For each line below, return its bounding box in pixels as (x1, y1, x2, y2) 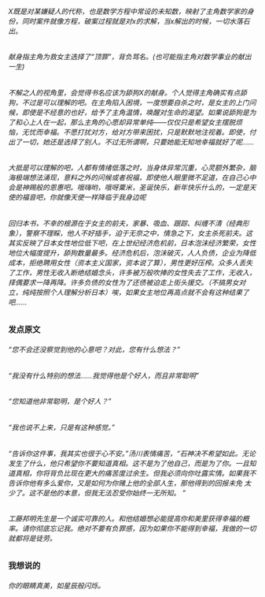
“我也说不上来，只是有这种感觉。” (8, 423, 116, 432)
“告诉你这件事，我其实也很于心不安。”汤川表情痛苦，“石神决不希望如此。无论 (8, 449, 256, 458)
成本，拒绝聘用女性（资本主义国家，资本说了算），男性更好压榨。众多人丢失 (8, 258, 253, 267)
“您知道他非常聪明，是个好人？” (8, 397, 112, 406)
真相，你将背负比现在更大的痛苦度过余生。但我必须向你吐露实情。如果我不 (14, 468, 256, 478)
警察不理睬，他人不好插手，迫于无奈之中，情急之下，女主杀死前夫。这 (24, 229, 253, 238)
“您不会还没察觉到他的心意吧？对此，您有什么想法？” (8, 345, 181, 354)
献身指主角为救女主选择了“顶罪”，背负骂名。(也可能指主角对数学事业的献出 (8, 52, 252, 62)
